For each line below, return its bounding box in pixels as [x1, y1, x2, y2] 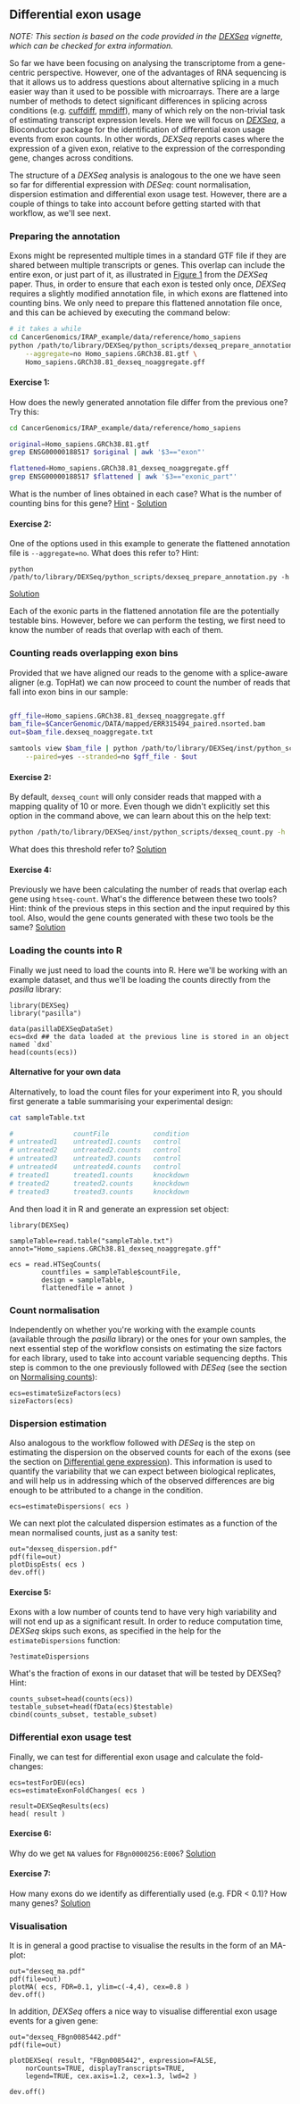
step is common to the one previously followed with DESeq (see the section [9, 1361, 287, 1373]
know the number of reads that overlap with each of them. [9, 625, 224, 636]
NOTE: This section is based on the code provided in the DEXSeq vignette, [9, 30, 284, 41]
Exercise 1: [9, 377, 51, 387]
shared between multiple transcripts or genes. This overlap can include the [9, 260, 286, 270]
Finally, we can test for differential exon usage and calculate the [9, 1751, 244, 1762]
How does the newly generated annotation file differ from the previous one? [9, 396, 288, 407]
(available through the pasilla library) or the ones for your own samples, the [9, 1334, 287, 1344]
